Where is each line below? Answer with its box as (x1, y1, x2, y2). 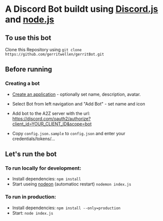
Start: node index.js (12, 210, 54, 216)
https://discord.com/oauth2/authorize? (12, 115, 91, 121)
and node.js (5, 14, 54, 25)
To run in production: (5, 193, 56, 200)
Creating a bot (5, 80, 40, 87)
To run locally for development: (5, 165, 81, 171)
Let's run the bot (5, 150, 57, 158)
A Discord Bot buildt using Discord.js (5, 3, 159, 15)
